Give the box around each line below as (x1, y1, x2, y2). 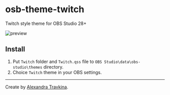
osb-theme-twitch (5, 4, 84, 15)
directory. (43, 64, 64, 70)
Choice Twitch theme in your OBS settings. (12, 69, 102, 75)
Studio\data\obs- (104, 59, 141, 65)
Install (5, 45, 25, 54)
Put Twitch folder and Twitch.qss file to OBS (12, 58, 102, 65)
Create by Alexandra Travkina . (5, 84, 68, 90)
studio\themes (12, 65, 42, 70)
